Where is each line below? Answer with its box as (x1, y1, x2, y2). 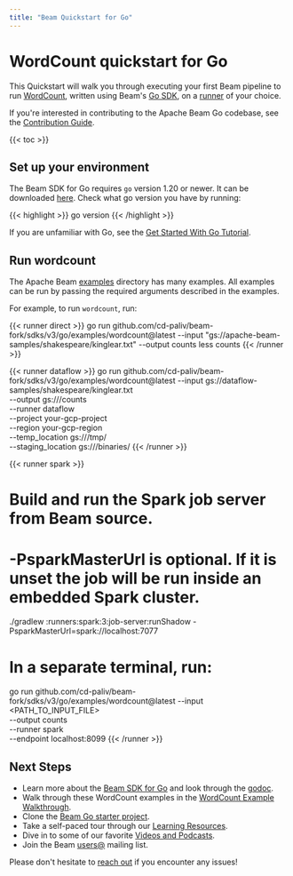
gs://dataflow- (205, 375, 257, 386)
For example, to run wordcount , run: (9, 303, 138, 314)
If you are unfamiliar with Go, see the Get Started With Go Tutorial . (9, 227, 251, 238)
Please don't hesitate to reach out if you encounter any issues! (9, 856, 238, 867)
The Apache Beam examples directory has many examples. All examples (9, 276, 275, 287)
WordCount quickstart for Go (9, 51, 228, 71)
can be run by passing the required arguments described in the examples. (9, 286, 280, 297)
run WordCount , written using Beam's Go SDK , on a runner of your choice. (9, 90, 281, 100)
